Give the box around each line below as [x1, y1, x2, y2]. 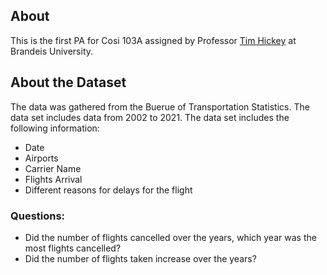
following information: [10, 122, 100, 134]
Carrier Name [24, 162, 82, 174]
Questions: [10, 209, 66, 223]
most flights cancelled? [24, 242, 122, 254]
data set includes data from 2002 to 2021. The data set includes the [10, 111, 290, 123]
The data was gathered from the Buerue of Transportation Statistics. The [10, 100, 310, 113]
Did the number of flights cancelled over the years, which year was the [24, 231, 317, 243]
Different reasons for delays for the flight [24, 184, 193, 196]
